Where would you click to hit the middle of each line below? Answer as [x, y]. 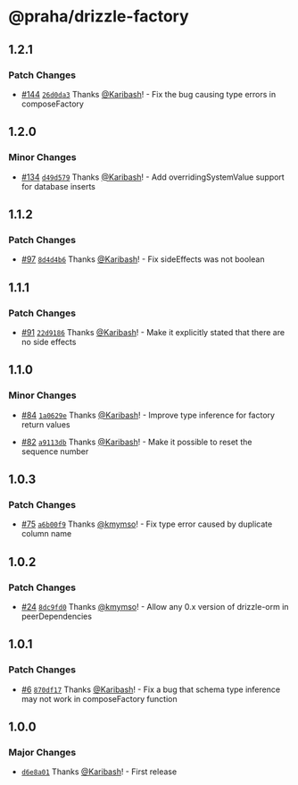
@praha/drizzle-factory [99, 17]
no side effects [49, 342]
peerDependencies [57, 616]
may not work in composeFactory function [99, 698]
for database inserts [58, 186]
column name [46, 534]
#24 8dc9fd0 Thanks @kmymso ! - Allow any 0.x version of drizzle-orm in [155, 607]
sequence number [55, 451]
